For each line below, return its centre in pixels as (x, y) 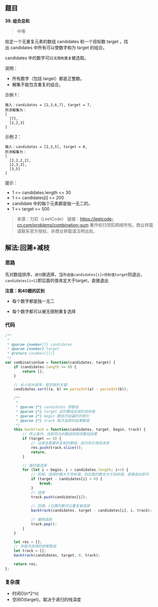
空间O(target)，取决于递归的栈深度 (46, 600)
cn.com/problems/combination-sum (53, 225)
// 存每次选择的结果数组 (35, 546)
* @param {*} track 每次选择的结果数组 (52, 421)
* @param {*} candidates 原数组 (47, 407)
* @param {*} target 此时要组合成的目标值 (55, 411)
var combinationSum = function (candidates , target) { (60, 362)
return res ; (26, 564)
